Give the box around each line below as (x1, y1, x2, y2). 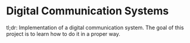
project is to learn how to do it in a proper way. (6, 30, 120, 37)
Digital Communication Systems (6, 4, 169, 18)
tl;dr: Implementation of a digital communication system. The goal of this (6, 24, 184, 31)
